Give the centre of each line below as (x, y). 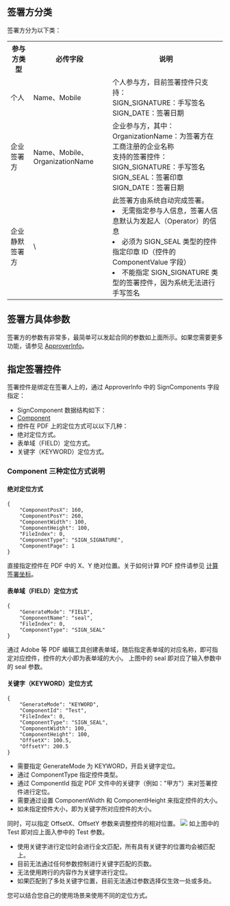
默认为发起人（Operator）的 (164, 221)
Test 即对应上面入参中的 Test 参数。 (57, 832)
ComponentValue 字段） (151, 262)
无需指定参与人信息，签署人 (166, 210)
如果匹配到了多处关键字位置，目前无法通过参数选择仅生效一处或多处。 (116, 881)
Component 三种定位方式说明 (56, 472)
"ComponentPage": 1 (47, 546)
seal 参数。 (30, 666)
